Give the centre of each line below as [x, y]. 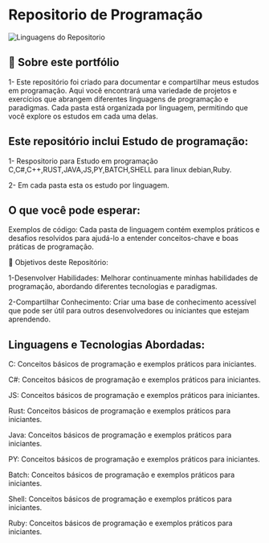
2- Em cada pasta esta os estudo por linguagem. [89, 185]
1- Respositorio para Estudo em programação [83, 161]
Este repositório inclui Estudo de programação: [128, 141]
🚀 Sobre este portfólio [64, 62]
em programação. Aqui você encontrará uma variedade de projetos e [122, 90]
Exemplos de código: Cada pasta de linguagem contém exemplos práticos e [134, 230]
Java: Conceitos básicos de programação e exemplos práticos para [120, 435]
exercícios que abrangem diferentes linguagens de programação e [118, 99]
